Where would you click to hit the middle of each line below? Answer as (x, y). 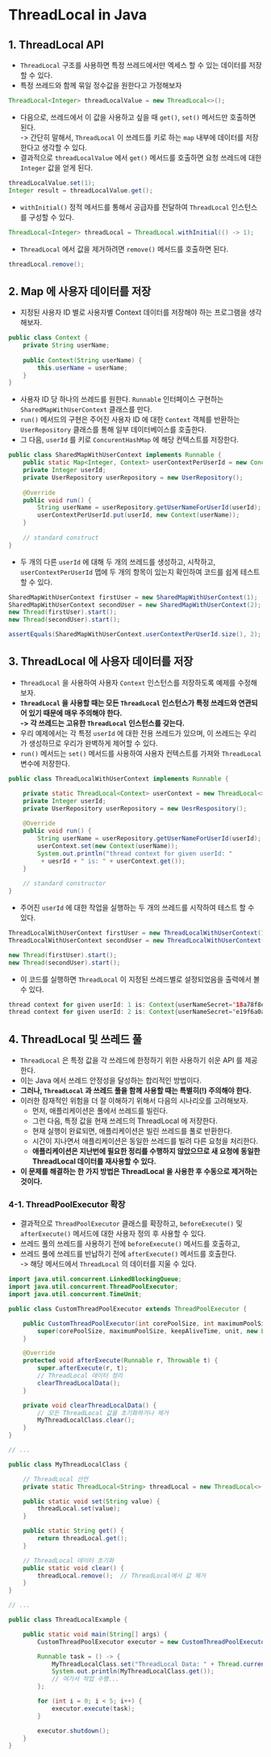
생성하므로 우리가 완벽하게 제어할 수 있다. (94, 743)
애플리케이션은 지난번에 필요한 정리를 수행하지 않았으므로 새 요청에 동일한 (146, 1151)
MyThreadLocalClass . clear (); (86, 1421)
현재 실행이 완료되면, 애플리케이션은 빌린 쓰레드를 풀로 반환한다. (132, 1131)
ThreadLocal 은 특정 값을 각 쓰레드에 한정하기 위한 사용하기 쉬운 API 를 (131, 1060)
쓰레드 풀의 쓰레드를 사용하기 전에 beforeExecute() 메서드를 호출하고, (130, 1244)
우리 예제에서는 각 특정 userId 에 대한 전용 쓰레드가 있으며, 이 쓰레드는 (131, 733)
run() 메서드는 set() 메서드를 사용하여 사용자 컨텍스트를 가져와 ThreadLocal (141, 753)
